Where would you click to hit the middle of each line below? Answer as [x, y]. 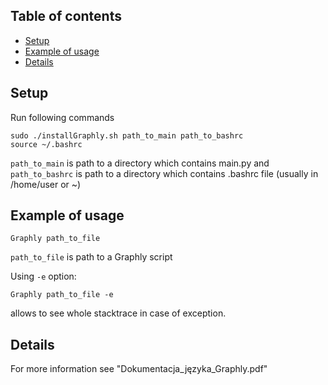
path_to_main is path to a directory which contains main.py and [140, 163]
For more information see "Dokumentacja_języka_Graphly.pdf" [139, 369]
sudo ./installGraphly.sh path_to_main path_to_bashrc [127, 135]
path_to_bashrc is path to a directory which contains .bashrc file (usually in [164, 173]
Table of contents [66, 16]
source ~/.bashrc [46, 144]
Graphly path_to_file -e [62, 295]
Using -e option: [43, 276]
